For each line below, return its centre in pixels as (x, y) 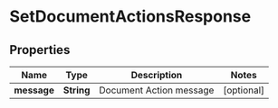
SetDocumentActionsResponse (130, 17)
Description (157, 75)
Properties (40, 50)
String (77, 90)
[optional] (244, 90)
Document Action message (157, 90)
